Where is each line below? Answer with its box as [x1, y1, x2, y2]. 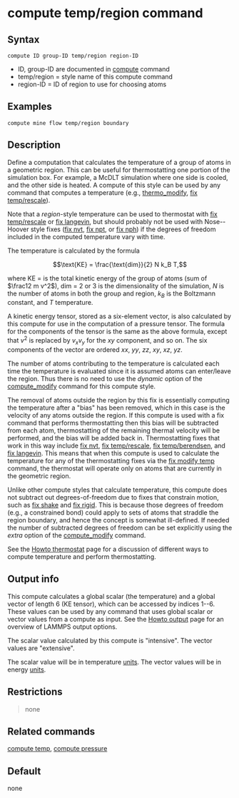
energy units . [7, 665, 46, 674]
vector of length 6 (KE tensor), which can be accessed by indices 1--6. [7, 600, 215, 608]
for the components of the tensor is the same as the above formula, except [7, 327, 228, 336]
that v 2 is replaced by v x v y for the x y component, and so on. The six [7, 335, 208, 346]
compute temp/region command [7, 5, 203, 21]
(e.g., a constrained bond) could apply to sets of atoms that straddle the [7, 508, 219, 517]
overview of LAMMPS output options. [7, 622, 118, 631]
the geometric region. [7, 471, 71, 480]
